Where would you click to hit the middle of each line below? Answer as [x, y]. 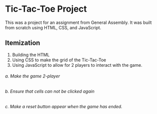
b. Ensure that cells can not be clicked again [50, 91]
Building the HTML [31, 55]
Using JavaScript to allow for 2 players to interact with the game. [77, 65]
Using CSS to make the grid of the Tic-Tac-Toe [59, 60]
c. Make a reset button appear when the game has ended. [64, 106]
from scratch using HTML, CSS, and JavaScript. [53, 27]
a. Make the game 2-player [32, 76]
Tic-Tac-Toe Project [46, 9]
